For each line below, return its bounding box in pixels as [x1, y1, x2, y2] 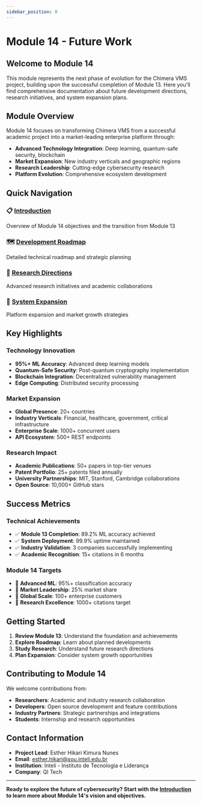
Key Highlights [6, 328, 63, 338]
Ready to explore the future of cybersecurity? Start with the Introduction [6, 785, 191, 792]
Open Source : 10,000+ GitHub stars [14, 482, 104, 489]
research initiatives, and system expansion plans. [6, 94, 128, 101]
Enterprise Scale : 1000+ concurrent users [14, 427, 120, 434]
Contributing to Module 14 [6, 669, 106, 679]
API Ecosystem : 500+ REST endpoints [14, 433, 111, 441]
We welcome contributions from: [6, 685, 87, 692]
